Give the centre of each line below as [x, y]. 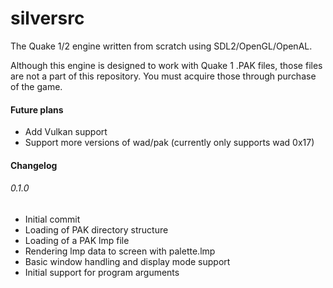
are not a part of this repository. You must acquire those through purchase [163, 76]
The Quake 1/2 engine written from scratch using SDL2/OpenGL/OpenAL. [161, 46]
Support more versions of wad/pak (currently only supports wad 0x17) [169, 143]
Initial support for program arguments [102, 272]
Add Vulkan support [66, 132]
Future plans [37, 109]
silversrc [47, 18]
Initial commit [52, 219]
